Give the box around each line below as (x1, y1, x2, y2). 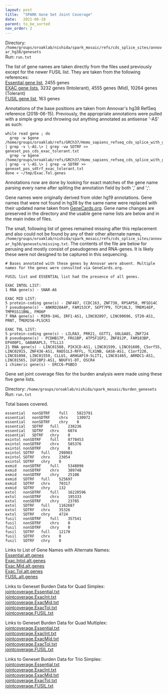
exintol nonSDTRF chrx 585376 (5, 441, 81, 447)
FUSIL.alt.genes (5, 573, 38, 580)
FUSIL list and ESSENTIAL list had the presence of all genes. (5, 274, 140, 279)
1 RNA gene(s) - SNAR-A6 (5, 287, 57, 293)
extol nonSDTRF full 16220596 (5, 490, 86, 495)
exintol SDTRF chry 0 (5, 459, 61, 465)
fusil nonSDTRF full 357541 (5, 516, 81, 521)
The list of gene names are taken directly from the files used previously (5, 64, 152, 70)
